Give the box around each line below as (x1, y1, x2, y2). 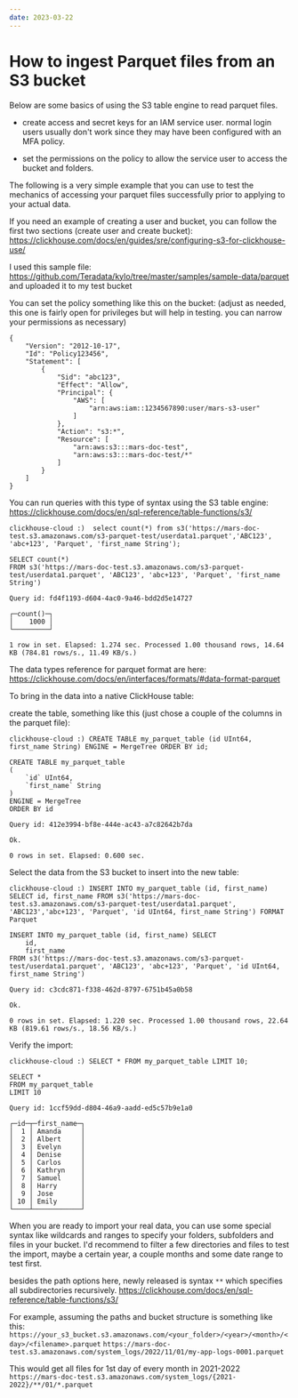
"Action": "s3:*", (56, 427, 125, 436)
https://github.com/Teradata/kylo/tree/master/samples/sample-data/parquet (9, 270, 289, 281)
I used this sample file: (9, 261, 92, 272)
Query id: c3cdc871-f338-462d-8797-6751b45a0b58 (9, 984, 193, 994)
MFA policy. (21, 135, 65, 147)
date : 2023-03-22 (9, 12, 74, 22)
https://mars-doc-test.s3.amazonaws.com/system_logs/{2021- (9, 1372, 238, 1381)
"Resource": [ (56, 435, 109, 444)
